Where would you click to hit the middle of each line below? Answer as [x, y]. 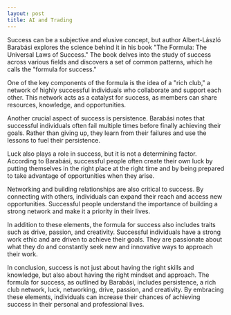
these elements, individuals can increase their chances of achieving [104, 297]
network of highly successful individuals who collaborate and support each [114, 90]
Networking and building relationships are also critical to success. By [105, 189]
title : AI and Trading [40, 20]
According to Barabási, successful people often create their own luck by [110, 161]
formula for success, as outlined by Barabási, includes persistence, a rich [112, 282]
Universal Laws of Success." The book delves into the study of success [109, 54]
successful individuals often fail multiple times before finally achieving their [114, 125]
